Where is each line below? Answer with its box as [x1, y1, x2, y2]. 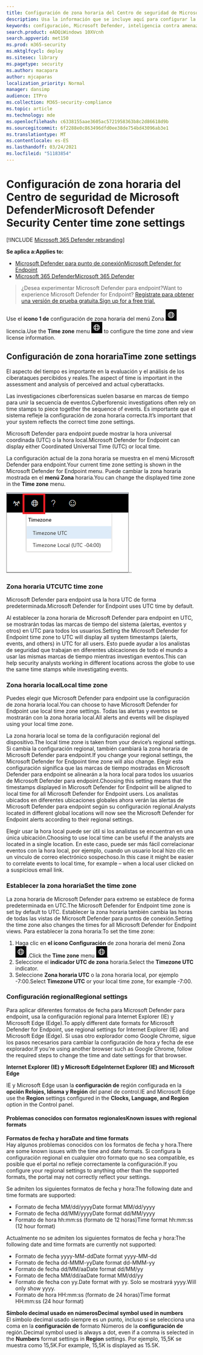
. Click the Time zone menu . [27, 952, 109, 959]
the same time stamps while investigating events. [6, 665, 129, 673]
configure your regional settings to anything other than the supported [6, 1167, 179, 1174]
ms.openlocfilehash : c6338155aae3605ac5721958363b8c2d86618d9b [6, 118, 169, 124]
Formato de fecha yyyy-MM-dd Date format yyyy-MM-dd [14, 1252, 157, 1260]
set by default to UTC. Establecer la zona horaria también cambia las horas [6, 908, 193, 915]
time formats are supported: [6, 1192, 76, 1199]
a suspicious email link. [6, 866, 64, 873]
